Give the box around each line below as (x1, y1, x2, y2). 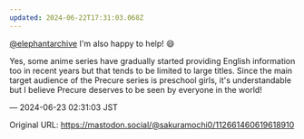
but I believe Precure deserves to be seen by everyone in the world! (9, 84, 263, 95)
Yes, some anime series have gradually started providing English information (9, 55, 296, 66)
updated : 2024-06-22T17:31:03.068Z (9, 13, 144, 23)
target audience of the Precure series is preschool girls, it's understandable (9, 74, 292, 86)
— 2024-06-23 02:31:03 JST (9, 101, 118, 113)
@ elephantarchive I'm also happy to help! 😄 (9, 38, 175, 49)
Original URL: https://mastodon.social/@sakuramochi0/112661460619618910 (9, 119, 295, 130)
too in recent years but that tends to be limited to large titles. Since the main (9, 65, 293, 76)
